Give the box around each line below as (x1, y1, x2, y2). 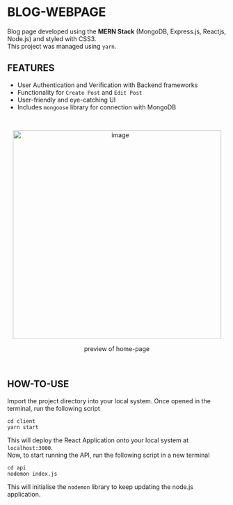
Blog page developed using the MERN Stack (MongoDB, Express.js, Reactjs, (7, 27, 226, 36)
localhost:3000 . (7, 443, 54, 451)
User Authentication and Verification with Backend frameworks (17, 81, 198, 89)
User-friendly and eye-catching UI (17, 95, 116, 104)
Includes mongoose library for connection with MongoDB (17, 102, 176, 111)
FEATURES (7, 62, 55, 74)
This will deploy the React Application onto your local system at (7, 436, 189, 444)
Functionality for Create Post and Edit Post (17, 88, 143, 96)
